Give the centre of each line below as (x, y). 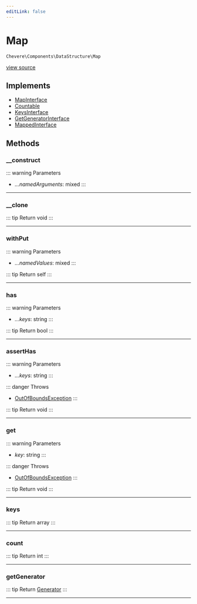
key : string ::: (30, 455)
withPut (18, 239)
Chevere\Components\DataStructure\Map (53, 56)
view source (21, 67)
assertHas (21, 351)
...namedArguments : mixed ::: (50, 184)
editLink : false (26, 11)
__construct (23, 160)
